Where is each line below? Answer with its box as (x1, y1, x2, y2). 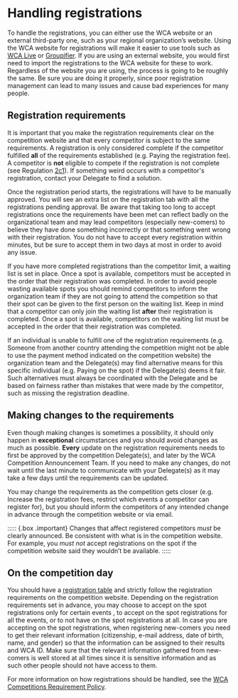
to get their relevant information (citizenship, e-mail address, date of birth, (7, 631, 224, 640)
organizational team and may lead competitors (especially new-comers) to (7, 218, 225, 226)
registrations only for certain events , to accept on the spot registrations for (7, 608, 227, 617)
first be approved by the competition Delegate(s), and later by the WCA (7, 451, 216, 459)
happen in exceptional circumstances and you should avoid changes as (7, 436, 218, 444)
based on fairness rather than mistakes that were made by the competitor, (7, 381, 225, 390)
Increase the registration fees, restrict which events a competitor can (7, 495, 210, 503)
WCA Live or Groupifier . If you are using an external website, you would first (7, 51, 229, 60)
